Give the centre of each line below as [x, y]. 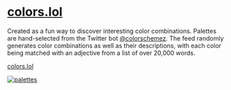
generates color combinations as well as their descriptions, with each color [114, 45]
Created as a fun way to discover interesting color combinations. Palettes [112, 31]
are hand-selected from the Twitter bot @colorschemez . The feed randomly [115, 38]
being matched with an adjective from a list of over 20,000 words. [101, 53]
